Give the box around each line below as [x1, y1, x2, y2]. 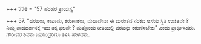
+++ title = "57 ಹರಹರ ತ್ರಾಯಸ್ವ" [6, 5, 76, 12]
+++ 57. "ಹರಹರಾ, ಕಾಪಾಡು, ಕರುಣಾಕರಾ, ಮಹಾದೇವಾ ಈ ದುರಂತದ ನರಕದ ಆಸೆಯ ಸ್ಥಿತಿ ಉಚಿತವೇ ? [6, 17, 189, 24]
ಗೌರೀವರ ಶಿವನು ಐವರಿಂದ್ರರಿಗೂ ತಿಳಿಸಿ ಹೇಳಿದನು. [6, 31, 90, 38]
